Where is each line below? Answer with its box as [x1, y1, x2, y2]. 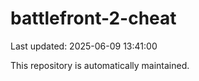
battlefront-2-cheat [10, 7, 177, 30]
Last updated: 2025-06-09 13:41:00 [10, 40, 158, 52]
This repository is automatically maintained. [10, 59, 190, 71]
